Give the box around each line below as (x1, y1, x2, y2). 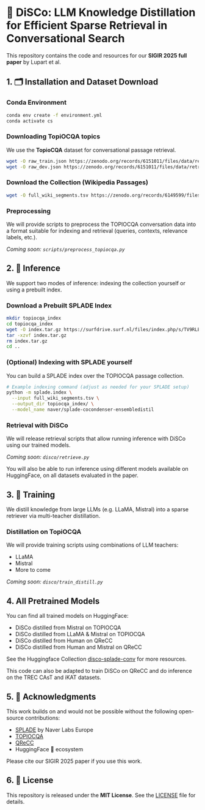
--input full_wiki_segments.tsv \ (12, 395, 99, 402)
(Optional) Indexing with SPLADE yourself (6, 358, 132, 367)
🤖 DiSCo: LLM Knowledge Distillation (6, 6, 196, 20)
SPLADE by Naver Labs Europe (15, 726, 93, 733)
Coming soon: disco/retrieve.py (6, 453, 90, 461)
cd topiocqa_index (6, 321, 53, 327)
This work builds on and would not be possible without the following (6, 707, 178, 715)
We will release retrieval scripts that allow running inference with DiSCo (6, 435, 186, 443)
